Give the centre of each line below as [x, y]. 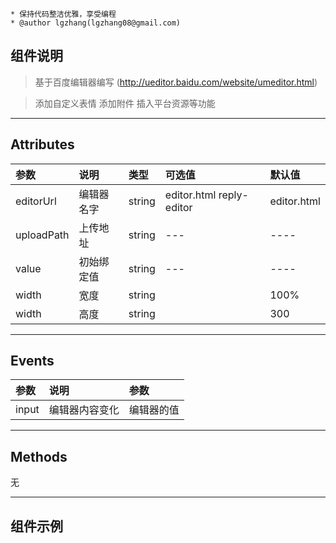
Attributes [42, 144]
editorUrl [36, 201]
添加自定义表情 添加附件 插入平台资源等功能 [125, 103]
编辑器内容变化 [84, 410]
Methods [39, 456]
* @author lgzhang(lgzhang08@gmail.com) [96, 23]
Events [32, 361]
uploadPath [42, 235]
